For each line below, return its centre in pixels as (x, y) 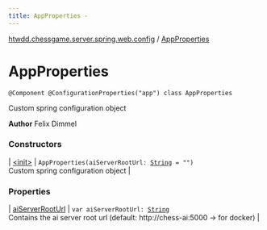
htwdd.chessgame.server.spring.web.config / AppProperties (109, 39)
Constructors (35, 144)
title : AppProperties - (48, 16)
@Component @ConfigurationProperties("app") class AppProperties (120, 93)
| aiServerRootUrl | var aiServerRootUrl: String (89, 209)
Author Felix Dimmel (43, 123)
